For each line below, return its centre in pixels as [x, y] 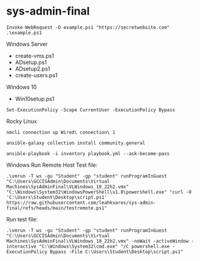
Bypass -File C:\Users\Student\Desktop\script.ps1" [116, 252]
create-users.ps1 [36, 75]
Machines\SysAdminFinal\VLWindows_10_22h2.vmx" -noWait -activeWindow [98, 241]
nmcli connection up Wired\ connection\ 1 [61, 132]
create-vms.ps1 [35, 55]
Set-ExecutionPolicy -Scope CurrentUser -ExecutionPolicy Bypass [91, 110]
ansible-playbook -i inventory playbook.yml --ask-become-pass [88, 153]
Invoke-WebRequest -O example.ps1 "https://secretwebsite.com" [88, 27]
